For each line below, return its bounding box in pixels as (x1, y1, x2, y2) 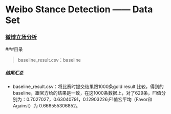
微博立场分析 (5, 34, 37, 41)
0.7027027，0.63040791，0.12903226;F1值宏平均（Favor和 (26, 96, 153, 103)
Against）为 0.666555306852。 (12, 103, 81, 109)
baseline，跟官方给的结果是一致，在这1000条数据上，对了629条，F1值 (12, 90, 162, 96)
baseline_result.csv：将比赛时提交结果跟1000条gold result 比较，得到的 (12, 83, 164, 90)
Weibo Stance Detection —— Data (5, 4, 153, 15)
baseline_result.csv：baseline (17, 57, 81, 63)
